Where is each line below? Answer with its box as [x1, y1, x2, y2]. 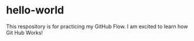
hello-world [6, 4, 65, 17]
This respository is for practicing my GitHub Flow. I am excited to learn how [6, 23, 188, 30]
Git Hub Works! [6, 29, 43, 36]
